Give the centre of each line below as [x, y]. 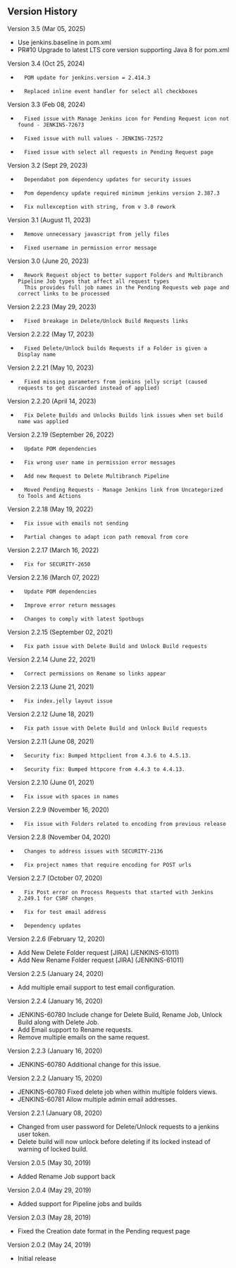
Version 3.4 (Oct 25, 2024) [46, 63]
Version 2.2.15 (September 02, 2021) [60, 632]
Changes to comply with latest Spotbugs [84, 619]
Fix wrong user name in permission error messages [100, 462]
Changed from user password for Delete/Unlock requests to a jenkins [118, 1126]
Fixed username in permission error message [91, 248]
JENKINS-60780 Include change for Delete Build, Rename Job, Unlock [120, 1014]
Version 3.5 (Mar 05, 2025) [46, 28]
